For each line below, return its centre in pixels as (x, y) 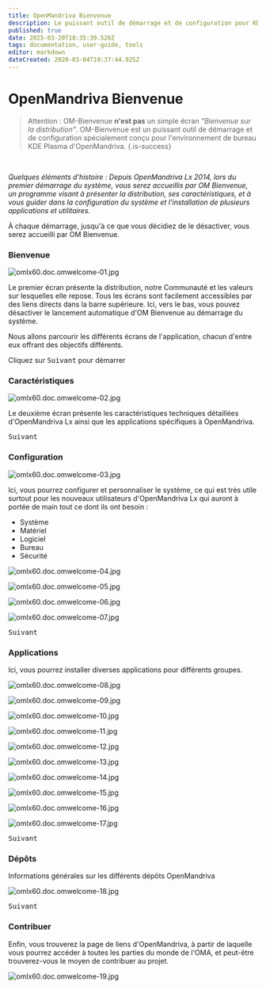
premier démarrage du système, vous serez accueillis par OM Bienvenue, (128, 185)
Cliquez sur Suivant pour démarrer (67, 361)
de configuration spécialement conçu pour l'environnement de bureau (142, 137)
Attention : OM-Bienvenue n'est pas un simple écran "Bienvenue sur (139, 120)
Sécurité (33, 556)
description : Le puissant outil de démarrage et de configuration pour (129, 23)
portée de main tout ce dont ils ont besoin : (78, 506)
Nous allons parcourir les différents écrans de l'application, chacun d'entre (130, 337)
